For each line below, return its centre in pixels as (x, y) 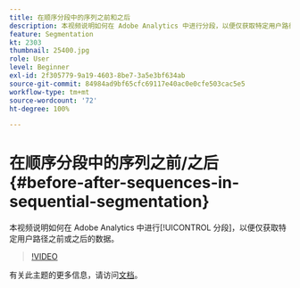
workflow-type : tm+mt (50, 92)
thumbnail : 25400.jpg (50, 51)
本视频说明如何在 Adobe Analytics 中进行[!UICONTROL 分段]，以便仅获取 (144, 227)
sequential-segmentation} (109, 202)
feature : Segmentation (51, 34)
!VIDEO (44, 257)
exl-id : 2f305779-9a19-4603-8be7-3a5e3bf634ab (97, 76)
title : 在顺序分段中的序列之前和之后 (70, 17)
